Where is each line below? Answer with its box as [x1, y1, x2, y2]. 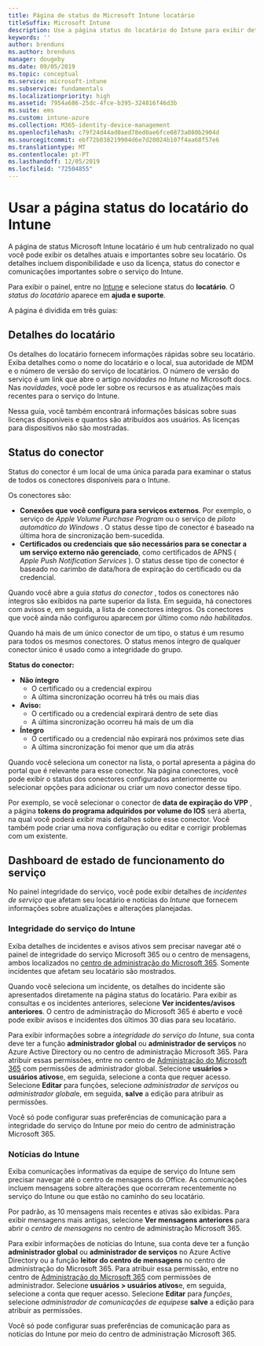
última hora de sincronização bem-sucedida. [19, 530, 165, 540]
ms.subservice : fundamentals [8, 84, 104, 93]
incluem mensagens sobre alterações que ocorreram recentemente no [8, 1183, 237, 1193]
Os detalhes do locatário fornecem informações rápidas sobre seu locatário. [8, 349, 255, 359]
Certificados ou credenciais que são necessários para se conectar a [19, 539, 247, 548]
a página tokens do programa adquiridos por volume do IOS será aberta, [8, 806, 247, 815]
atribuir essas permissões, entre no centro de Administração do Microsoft [8, 1055, 247, 1064]
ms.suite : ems [8, 107, 55, 115]
